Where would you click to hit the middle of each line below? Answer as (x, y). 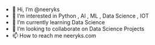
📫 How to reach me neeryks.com (54, 36)
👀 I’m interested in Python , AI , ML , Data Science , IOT (81, 16)
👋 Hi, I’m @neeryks (36, 9)
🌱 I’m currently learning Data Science (58, 22)
